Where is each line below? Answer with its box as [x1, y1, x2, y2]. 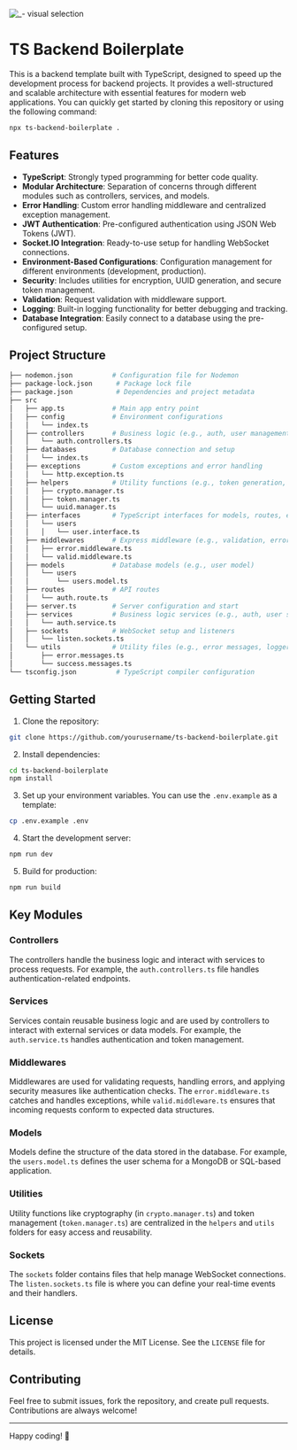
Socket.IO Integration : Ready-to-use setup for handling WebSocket [21, 237, 270, 248]
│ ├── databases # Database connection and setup [9, 446, 236, 454]
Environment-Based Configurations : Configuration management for [21, 256, 272, 267]
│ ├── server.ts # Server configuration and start [9, 601, 240, 610]
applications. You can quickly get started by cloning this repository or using [9, 97, 285, 107]
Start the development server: [21, 833, 132, 843]
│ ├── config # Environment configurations [9, 412, 224, 421]
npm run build [9, 883, 62, 892]
